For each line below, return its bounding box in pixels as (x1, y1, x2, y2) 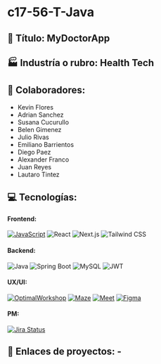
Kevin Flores (17, 103, 54, 111)
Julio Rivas (17, 133, 49, 141)
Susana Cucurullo (17, 117, 69, 126)
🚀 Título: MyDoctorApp (7, 32, 110, 44)
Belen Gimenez (17, 125, 62, 134)
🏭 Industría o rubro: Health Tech (7, 57, 155, 69)
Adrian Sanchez (17, 110, 64, 119)
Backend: (7, 246, 36, 254)
